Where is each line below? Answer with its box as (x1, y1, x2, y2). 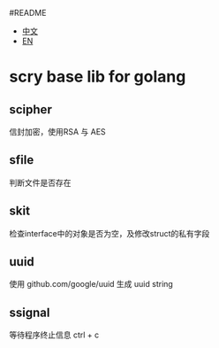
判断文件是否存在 (9, 177, 72, 188)
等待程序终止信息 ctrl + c (9, 329, 100, 340)
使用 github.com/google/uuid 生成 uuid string (9, 279, 174, 290)
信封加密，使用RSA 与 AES (9, 127, 106, 136)
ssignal (9, 305, 50, 320)
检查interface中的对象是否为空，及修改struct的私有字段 (9, 228, 210, 238)
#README (9, 8, 47, 18)
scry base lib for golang (9, 66, 186, 87)
